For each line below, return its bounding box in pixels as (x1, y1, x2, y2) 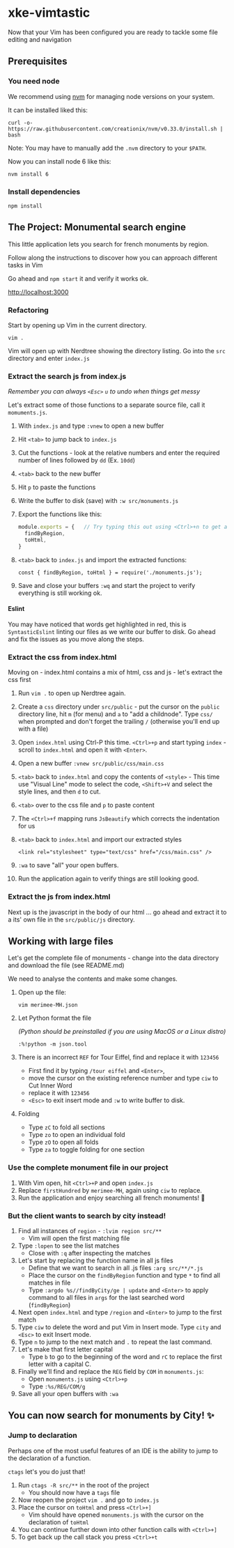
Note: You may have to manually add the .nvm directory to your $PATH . (8, 144, 207, 152)
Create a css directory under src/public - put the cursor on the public (17, 702, 220, 711)
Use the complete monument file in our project (8, 1163, 169, 1172)
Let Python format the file (17, 1014, 92, 1022)
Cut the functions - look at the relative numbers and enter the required (17, 449, 220, 457)
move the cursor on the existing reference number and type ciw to (28, 1074, 219, 1083)
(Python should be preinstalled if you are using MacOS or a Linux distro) (17, 1028, 226, 1036)
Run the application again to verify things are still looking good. (17, 874, 199, 883)
